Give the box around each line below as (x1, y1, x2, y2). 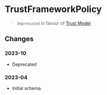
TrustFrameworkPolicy (5, 4, 102, 15)
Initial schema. (12, 85, 42, 91)
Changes (5, 35, 34, 43)
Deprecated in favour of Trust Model (17, 20, 91, 26)
